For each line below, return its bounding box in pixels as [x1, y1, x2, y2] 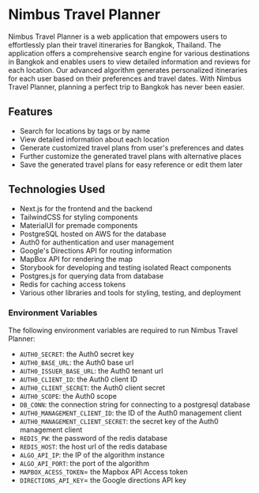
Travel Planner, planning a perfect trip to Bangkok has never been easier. [8, 82, 245, 92]
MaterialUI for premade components [19, 220, 138, 230]
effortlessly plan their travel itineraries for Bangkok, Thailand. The [8, 40, 221, 49]
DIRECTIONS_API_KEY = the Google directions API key [19, 475, 187, 484]
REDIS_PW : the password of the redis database [19, 433, 168, 442]
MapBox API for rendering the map [19, 254, 133, 264]
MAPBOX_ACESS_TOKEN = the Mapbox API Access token [19, 467, 188, 476]
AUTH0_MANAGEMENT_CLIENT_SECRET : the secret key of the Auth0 [19, 416, 219, 426]
